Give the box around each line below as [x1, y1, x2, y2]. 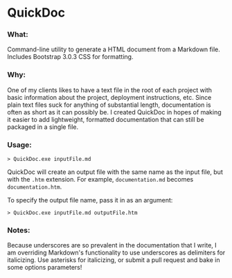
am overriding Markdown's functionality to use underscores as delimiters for [7, 248, 226, 257]
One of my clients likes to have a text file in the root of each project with [7, 85, 213, 94]
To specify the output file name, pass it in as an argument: [7, 196, 173, 205]
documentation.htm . [7, 182, 62, 191]
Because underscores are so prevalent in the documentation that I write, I [7, 241, 217, 250]
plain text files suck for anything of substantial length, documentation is [7, 101, 211, 109]
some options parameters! [7, 263, 82, 272]
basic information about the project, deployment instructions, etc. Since [7, 93, 212, 101]
